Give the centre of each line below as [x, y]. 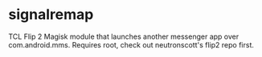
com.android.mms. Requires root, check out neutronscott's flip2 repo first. [131, 44]
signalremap [51, 15]
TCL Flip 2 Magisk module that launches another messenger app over [124, 36]
